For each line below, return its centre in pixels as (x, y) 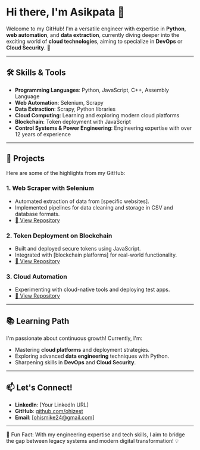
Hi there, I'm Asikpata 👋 (65, 12)
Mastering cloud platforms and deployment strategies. (82, 350)
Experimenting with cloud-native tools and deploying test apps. (92, 290)
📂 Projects (26, 159)
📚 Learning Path (38, 321)
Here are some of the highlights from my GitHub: (66, 173)
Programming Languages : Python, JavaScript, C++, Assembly (92, 90)
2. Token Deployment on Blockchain (59, 236)
